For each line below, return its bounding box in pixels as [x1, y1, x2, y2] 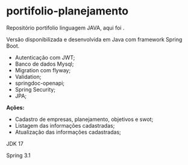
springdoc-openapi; [14, 79, 65, 87]
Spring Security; [14, 86, 56, 93]
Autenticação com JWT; [14, 54, 75, 61]
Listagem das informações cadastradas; [14, 122, 115, 129]
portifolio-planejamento [6, 4, 129, 18]
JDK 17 [6, 140, 24, 147]
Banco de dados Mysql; [14, 60, 74, 67]
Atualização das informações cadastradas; [14, 128, 122, 135]
